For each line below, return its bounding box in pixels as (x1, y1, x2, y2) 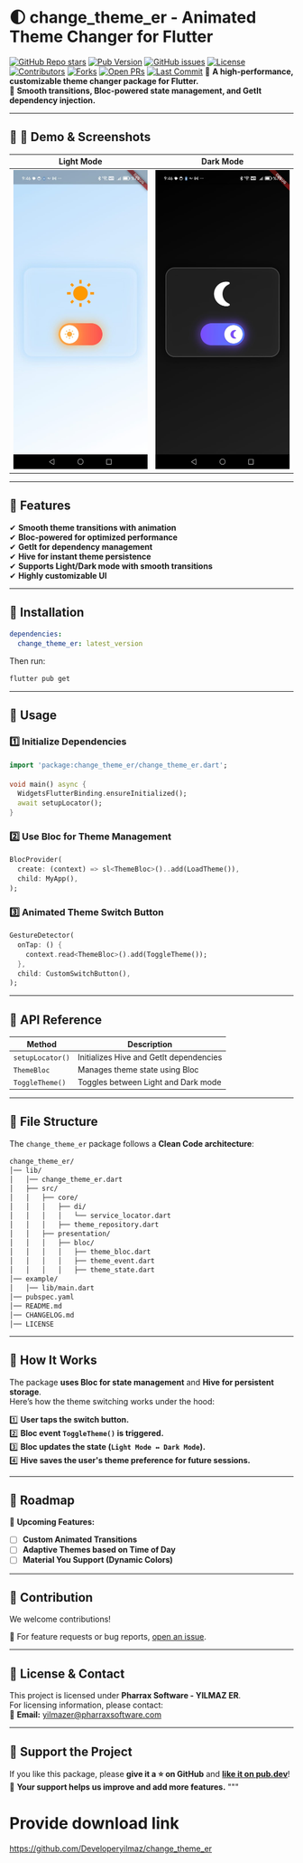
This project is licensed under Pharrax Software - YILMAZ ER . (9, 1690, 242, 1701)
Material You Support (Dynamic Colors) (22, 1555, 173, 1565)
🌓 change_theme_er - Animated (9, 7, 257, 28)
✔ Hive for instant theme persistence (9, 551, 151, 562)
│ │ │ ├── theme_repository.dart (9, 1220, 160, 1229)
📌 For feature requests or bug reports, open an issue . (9, 1631, 207, 1642)
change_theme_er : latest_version (17, 639, 143, 648)
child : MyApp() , (17, 875, 78, 884)
